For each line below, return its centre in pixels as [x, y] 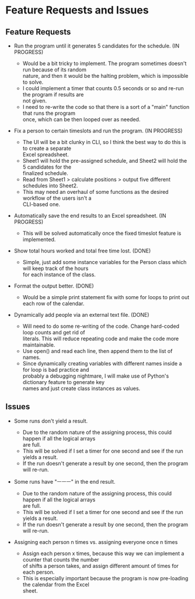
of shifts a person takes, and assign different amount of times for [101, 566]
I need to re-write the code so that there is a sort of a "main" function [106, 107]
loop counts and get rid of [54, 332]
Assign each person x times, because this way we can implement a [103, 553]
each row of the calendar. [53, 303]
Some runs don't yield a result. [51, 421]
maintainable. [39, 345]
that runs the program [49, 113]
